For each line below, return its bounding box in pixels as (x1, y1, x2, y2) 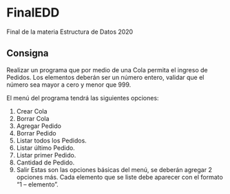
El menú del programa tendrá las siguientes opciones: (6, 94, 159, 102)
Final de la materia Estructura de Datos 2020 (6, 28, 134, 36)
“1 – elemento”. (16, 180, 59, 188)
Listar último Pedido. (16, 143, 75, 152)
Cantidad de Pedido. (16, 158, 75, 166)
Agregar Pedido (16, 122, 61, 130)
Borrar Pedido (16, 129, 56, 137)
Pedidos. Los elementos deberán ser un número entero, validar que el (6, 73, 205, 81)
